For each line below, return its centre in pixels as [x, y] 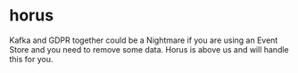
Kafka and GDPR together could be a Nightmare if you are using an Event [144, 40]
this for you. [31, 59]
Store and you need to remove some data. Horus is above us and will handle [149, 49]
